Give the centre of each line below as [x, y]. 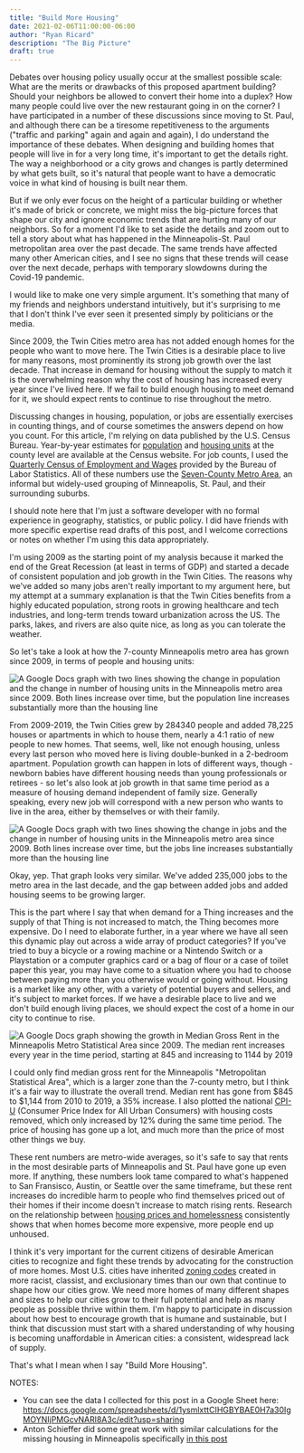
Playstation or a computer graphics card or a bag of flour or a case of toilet [149, 961]
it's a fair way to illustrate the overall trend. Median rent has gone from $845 [152, 1092]
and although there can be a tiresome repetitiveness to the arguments [139, 125]
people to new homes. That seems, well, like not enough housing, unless [145, 745]
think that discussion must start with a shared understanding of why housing [152, 1329]
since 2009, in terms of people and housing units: [102, 661]
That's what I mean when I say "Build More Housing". [109, 1365]
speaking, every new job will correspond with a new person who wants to [146, 802]
